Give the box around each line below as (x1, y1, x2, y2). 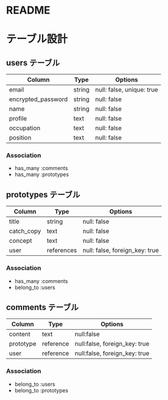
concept (9, 237, 32, 245)
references (47, 246, 77, 255)
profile (9, 115, 28, 123)
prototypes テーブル (6, 190, 81, 200)
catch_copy (9, 227, 41, 235)
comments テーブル (6, 302, 79, 312)
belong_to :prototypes (14, 386, 69, 394)
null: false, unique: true (95, 86, 158, 94)
